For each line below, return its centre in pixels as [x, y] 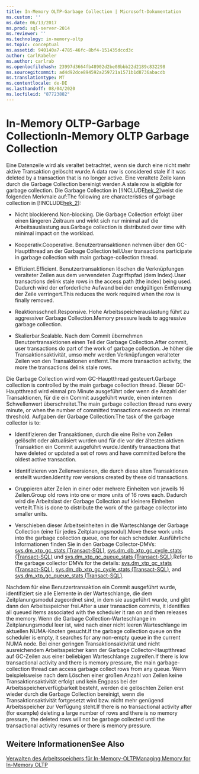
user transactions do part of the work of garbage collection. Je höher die [104, 348]
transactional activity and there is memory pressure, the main [81, 662]
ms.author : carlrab [30, 61]
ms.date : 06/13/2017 [32, 23]
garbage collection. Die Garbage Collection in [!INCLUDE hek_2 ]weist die [94, 190]
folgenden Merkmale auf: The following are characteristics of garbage [91, 197]
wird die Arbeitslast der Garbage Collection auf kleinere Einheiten [94, 501]
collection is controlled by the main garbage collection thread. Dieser [90, 385]
